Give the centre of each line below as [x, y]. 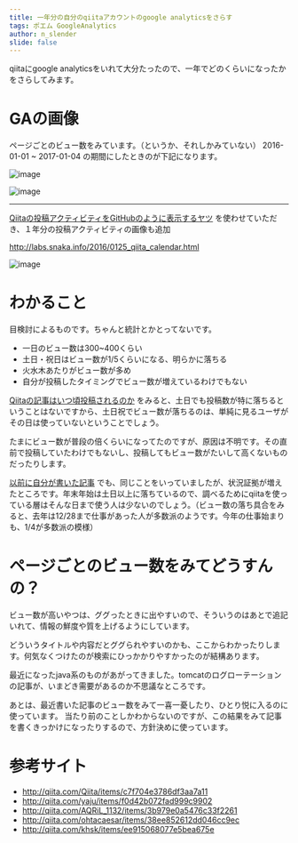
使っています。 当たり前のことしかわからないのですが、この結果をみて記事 [145, 716]
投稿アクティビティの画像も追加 [113, 229]
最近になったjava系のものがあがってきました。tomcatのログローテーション [145, 675]
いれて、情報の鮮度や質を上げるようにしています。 [102, 626]
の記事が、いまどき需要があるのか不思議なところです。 [110, 686]
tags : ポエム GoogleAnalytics [63, 26]
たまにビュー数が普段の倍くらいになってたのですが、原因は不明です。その [145, 442]
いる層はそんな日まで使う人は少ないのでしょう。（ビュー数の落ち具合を [147, 505]
